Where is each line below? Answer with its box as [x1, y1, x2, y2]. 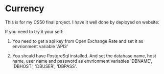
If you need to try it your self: [5, 28, 64, 34]
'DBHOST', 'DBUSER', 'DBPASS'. [12, 63, 77, 69]
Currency [5, 3, 45, 14]
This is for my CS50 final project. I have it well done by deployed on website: [5, 19, 160, 25]
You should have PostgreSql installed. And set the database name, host [12, 52, 157, 59]
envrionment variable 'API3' [12, 43, 69, 49]
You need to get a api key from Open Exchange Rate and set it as [12, 38, 143, 44]
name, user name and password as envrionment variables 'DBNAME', [12, 58, 153, 64]
